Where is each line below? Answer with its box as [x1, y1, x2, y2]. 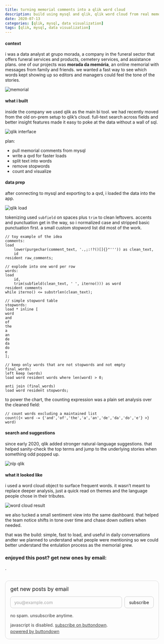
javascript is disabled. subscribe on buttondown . [10, 622, 108, 628]
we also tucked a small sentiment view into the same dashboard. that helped [5, 512, 159, 518]
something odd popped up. [5, 451, 60, 457]
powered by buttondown [10, 628, 60, 635]
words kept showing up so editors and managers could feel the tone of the [5, 72, 155, 78]
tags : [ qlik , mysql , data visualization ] [5, 25, 91, 30]
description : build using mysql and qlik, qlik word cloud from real [5, 12, 150, 17]
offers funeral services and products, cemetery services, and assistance [5, 57, 151, 62]
